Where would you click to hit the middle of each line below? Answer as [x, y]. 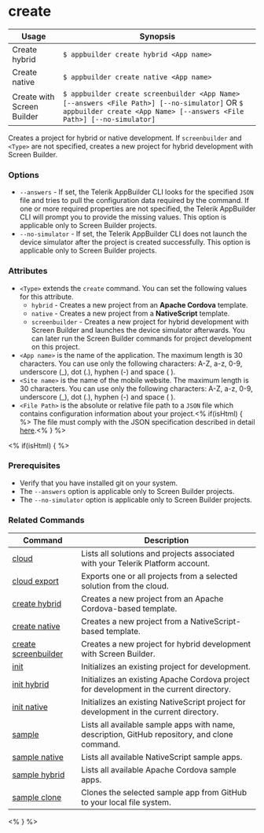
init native [30, 707]
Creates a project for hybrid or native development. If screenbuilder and [125, 138]
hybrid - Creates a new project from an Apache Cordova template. [139, 304]
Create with [33, 97]
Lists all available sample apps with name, [158, 724]
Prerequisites [34, 466]
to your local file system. [126, 802]
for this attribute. [47, 297]
